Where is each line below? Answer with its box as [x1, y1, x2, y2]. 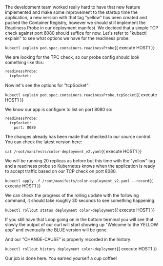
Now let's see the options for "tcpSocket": [5, 82, 90, 88]
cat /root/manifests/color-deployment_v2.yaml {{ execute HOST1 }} [5, 149, 142, 155]
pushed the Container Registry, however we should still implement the [5, 20, 146, 25]
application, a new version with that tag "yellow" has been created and [5, 15, 147, 20]
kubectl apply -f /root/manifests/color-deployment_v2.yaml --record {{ [5, 178, 153, 184]
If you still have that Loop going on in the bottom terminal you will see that [5, 217, 154, 222]
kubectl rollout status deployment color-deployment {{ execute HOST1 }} [5, 207, 155, 213]
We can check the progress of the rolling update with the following [5, 193, 139, 199]
